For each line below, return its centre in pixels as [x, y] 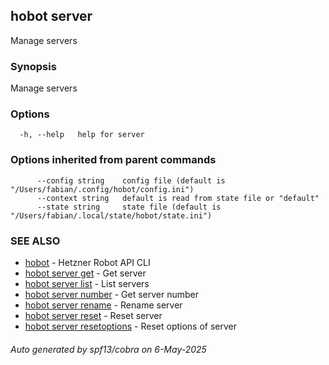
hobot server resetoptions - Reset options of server [131, 326]
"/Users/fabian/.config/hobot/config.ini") [102, 189]
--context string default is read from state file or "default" [178, 198]
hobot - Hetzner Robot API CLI [87, 262]
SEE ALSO [35, 241]
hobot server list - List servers [87, 283]
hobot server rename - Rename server [103, 305]
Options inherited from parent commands [113, 160]
